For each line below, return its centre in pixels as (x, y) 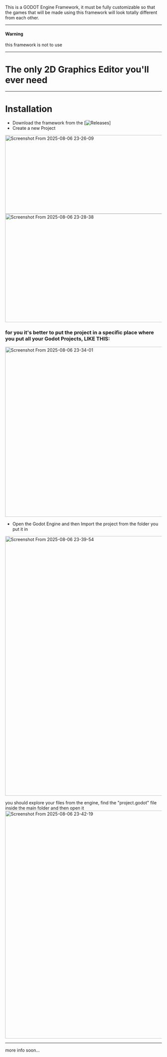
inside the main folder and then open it (45, 808)
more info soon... (23, 1050)
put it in (20, 529)
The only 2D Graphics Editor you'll (77, 70)
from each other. (22, 18)
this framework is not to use (34, 45)
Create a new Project (34, 128)
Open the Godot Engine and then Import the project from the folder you (85, 524)
